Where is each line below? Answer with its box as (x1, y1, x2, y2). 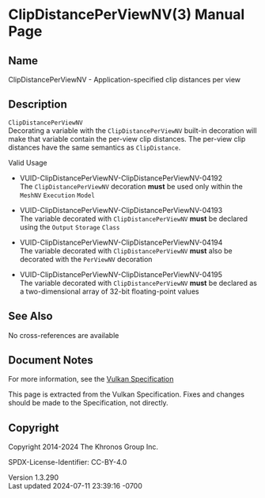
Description (8, 97, 67, 112)
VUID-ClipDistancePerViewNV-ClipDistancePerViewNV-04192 (19, 173, 223, 183)
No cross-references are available (8, 330, 119, 340)
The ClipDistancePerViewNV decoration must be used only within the (19, 181, 244, 191)
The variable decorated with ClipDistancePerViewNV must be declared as (19, 278, 257, 287)
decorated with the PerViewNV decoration (19, 254, 153, 264)
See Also (8, 310, 53, 323)
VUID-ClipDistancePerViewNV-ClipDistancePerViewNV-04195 (19, 269, 223, 279)
